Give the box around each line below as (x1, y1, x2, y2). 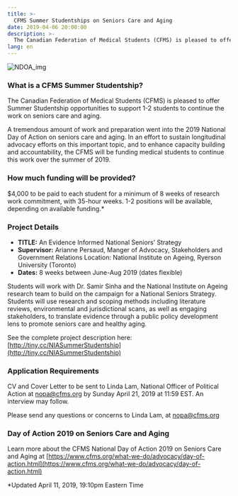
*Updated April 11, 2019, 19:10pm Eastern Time (7, 481, 144, 490)
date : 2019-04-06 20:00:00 (7, 23, 87, 30)
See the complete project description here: (7, 333, 132, 342)
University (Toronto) (17, 260, 76, 269)
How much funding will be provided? (7, 173, 136, 183)
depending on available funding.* (7, 204, 105, 213)
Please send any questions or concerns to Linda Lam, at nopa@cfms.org (7, 411, 220, 419)
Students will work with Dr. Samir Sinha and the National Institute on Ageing (7, 281, 228, 291)
